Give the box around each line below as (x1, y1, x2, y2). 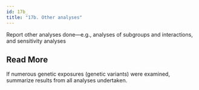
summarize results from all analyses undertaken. (6, 77, 128, 84)
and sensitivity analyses (6, 37, 67, 44)
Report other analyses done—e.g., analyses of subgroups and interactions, (6, 31, 194, 38)
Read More (6, 55, 48, 65)
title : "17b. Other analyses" (6, 14, 83, 20)
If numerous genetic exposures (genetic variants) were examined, (6, 70, 171, 78)
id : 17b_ (6, 8, 28, 15)
